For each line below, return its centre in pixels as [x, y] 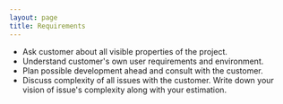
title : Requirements [48, 26]
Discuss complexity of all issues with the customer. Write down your [148, 80]
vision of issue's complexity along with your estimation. [124, 90]
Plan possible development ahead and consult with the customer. [143, 70]
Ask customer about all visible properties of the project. [125, 51]
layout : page [34, 17]
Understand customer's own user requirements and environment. [143, 61]
